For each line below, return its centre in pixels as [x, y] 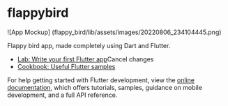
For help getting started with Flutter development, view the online [101, 80]
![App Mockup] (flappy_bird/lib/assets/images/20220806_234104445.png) [114, 32]
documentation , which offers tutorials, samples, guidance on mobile [105, 87]
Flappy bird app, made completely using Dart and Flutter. [89, 45]
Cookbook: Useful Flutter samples [66, 66]
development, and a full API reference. [62, 95]
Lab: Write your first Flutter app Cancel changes [85, 59]
